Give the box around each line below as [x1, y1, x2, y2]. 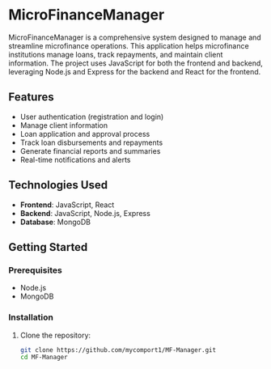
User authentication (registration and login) [19, 112, 164, 121]
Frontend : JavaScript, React [19, 200, 115, 210]
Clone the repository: [19, 330, 91, 340]
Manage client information [19, 120, 108, 130]
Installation [8, 312, 54, 323]
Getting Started [8, 240, 88, 254]
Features [8, 91, 54, 104]
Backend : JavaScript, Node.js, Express [19, 208, 151, 218]
